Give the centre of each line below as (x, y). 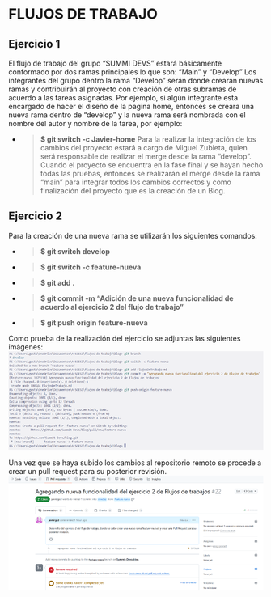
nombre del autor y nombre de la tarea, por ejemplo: (95, 123)
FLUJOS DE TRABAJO (83, 14)
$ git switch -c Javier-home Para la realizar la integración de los (148, 139)
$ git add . (57, 282)
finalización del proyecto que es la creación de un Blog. (133, 191)
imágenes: (26, 347)
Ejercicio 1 (34, 44)
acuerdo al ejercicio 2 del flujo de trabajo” (112, 307)
